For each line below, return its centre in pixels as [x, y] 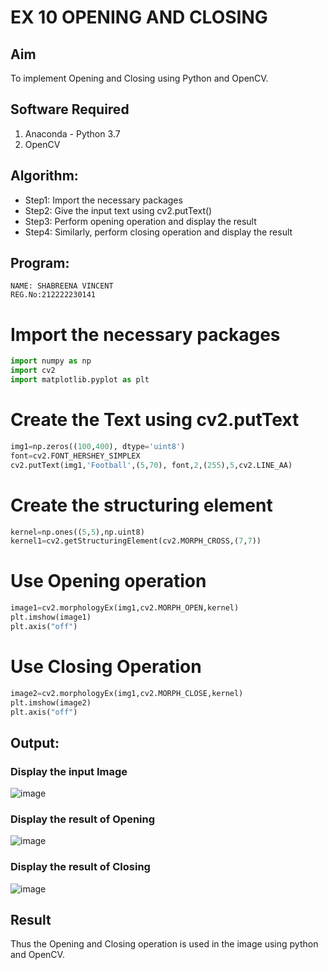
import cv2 [33, 371]
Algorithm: [44, 176]
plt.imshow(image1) [51, 617]
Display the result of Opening [83, 819]
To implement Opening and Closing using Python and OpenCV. [139, 78]
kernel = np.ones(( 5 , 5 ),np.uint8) [77, 532]
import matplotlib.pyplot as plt [80, 380]
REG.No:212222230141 [53, 295]
